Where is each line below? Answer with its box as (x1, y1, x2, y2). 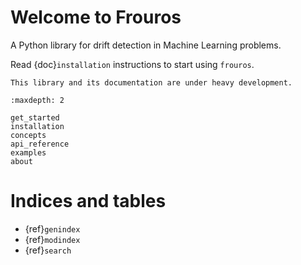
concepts (10, 130, 47, 140)
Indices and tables (10, 190, 167, 213)
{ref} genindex (24, 222, 81, 235)
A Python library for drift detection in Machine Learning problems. (10, 39, 282, 51)
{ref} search (24, 244, 72, 256)
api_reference (10, 139, 70, 149)
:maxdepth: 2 (10, 95, 65, 105)
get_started (10, 112, 60, 123)
